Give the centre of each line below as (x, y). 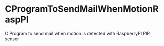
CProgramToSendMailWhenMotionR (82, 9)
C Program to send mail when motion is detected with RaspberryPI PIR (78, 33)
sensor (12, 39)
